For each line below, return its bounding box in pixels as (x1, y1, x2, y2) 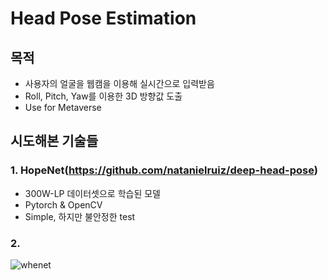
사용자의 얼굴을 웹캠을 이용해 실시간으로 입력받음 (24, 78, 215, 89)
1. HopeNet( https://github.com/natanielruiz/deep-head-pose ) (10, 163, 318, 177)
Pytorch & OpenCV (24, 198, 103, 211)
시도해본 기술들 (10, 133, 99, 150)
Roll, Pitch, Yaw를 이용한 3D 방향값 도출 (24, 90, 183, 102)
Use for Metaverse (24, 102, 102, 113)
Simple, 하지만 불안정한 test (24, 210, 136, 222)
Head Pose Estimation (10, 7, 197, 30)
